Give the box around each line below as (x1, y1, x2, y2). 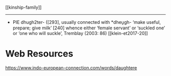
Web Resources (5, 48, 74, 60)
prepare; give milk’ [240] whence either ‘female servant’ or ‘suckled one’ (12, 25, 165, 31)
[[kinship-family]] (5, 5, 42, 10)
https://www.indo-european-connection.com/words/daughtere (5, 64, 137, 70)
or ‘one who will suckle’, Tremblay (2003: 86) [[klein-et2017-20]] (12, 30, 148, 36)
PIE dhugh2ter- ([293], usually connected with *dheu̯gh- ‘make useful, (12, 19, 161, 25)
